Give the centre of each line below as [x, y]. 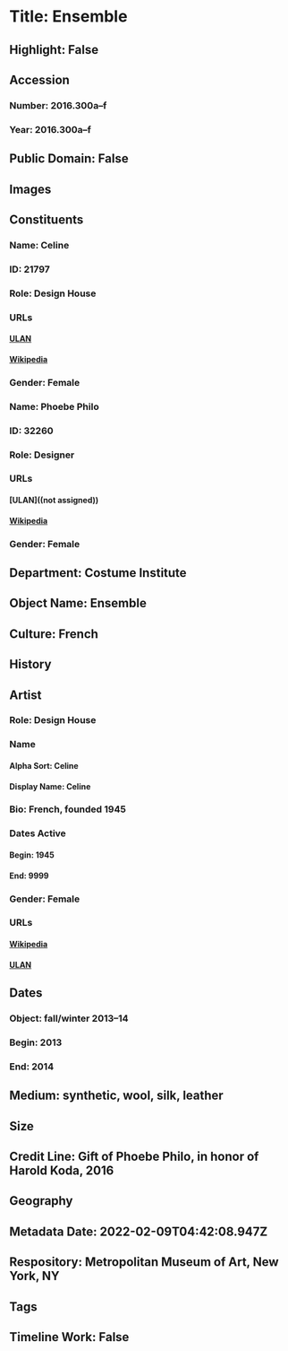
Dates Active [38, 833]
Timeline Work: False [69, 1337]
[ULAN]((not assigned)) [54, 501]
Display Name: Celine [50, 786]
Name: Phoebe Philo [55, 406]
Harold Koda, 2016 [62, 1170]
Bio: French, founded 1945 [68, 809]
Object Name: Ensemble [78, 603]
